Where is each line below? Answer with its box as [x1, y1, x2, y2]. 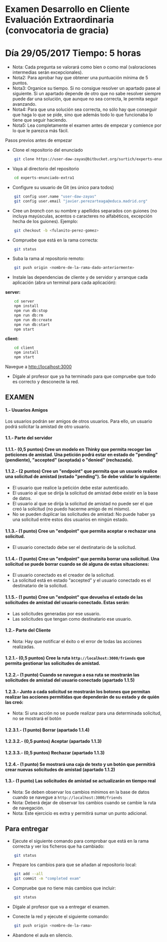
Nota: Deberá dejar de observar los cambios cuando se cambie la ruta [12, 799, 157, 805]
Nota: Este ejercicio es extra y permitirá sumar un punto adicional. [12, 810, 148, 816]
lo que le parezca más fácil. [12, 128, 69, 134]
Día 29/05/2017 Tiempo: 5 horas [5, 47, 141, 59]
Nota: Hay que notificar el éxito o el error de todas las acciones [12, 638, 142, 644]
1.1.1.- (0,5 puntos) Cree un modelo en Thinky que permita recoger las [5, 446, 152, 452]
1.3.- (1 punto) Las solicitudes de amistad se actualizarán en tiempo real [5, 778, 156, 784]
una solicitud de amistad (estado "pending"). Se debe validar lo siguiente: [5, 473, 162, 479]
